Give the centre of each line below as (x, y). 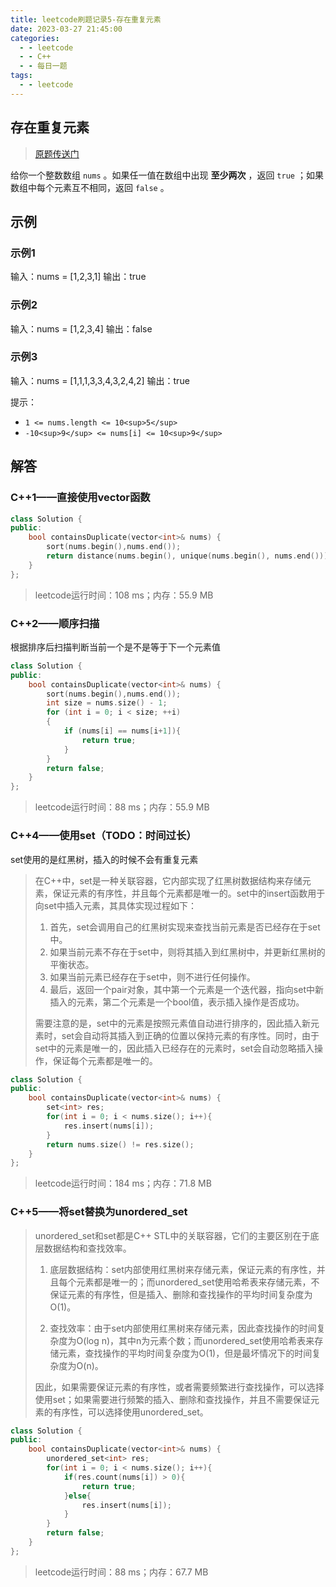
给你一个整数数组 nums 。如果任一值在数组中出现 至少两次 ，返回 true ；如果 (167, 175)
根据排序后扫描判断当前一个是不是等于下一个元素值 (115, 647)
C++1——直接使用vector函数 (80, 498)
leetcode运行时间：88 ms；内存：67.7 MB (121, 1572)
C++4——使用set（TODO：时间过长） (103, 836)
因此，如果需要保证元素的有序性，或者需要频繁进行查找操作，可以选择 (179, 1387)
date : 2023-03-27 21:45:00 (66, 29)
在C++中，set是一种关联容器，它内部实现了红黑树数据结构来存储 (168, 880)
